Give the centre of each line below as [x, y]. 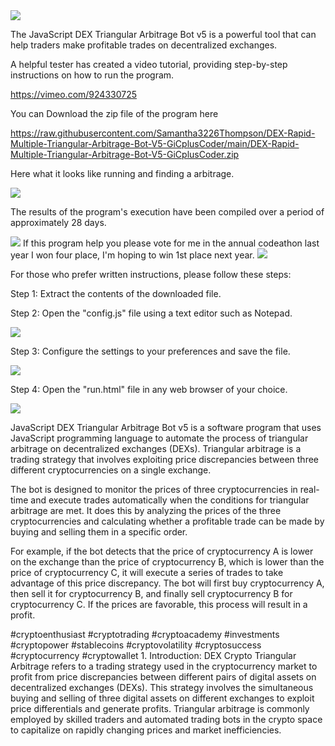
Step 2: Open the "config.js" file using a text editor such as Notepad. [151, 313]
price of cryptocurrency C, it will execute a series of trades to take [147, 572]
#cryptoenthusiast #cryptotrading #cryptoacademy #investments [145, 634]
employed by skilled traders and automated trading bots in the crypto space [166, 719]
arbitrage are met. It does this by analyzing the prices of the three [146, 510]
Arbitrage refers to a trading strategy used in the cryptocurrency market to [164, 666]
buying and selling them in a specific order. [99, 532]
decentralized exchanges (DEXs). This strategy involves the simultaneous [162, 687]
